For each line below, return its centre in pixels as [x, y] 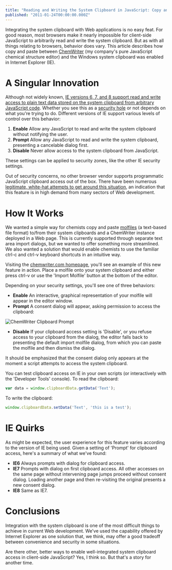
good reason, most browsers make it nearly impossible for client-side [79, 35]
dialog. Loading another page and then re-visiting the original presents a [89, 480]
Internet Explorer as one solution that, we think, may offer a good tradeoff [83, 536]
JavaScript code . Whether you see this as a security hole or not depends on [85, 108]
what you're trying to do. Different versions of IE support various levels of [83, 113]
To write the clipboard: [29, 398]
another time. [19, 563]
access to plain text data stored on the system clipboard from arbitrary [80, 103]
